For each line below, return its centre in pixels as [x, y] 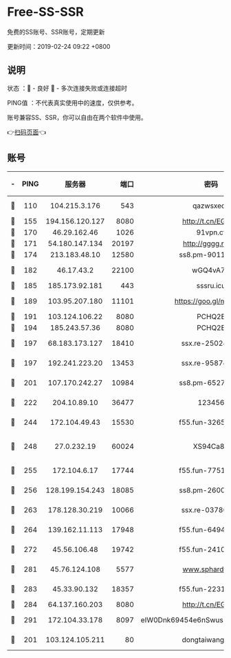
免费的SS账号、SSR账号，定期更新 [56, 32]
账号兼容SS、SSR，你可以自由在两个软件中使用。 [77, 117]
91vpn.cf [211, 232]
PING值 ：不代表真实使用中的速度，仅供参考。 [73, 102]
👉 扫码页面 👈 [27, 132]
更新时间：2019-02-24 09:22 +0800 [59, 46]
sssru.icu [211, 285]
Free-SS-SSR [45, 12]
